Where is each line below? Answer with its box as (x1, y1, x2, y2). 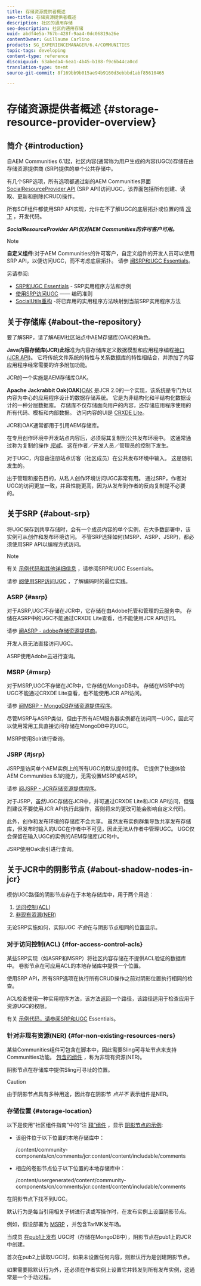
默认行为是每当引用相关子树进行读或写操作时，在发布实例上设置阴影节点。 (7, 1208, 190, 1215)
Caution (7, 1078, 26, 1085)
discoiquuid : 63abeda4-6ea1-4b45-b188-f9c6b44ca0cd (7, 58, 138, 64)
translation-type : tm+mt (7, 64, 69, 70)
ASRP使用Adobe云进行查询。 (7, 653, 79, 660)
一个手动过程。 (17, 1273, 54, 1281)
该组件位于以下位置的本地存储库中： (15, 1134, 105, 1142)
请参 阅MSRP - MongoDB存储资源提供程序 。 (7, 702, 116, 710)
